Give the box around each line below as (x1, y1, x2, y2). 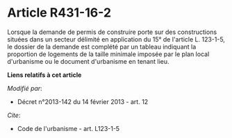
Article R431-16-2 (7, 5, 112, 21)
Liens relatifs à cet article (7, 71, 82, 79)
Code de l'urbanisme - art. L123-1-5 (17, 124, 120, 132)
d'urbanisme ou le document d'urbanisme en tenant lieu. (7, 57, 169, 65)
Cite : (7, 111, 21, 119)
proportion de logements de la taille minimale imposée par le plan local (7, 50, 210, 58)
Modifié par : (7, 84, 43, 92)
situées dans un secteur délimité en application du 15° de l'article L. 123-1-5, (7, 35, 226, 43)
